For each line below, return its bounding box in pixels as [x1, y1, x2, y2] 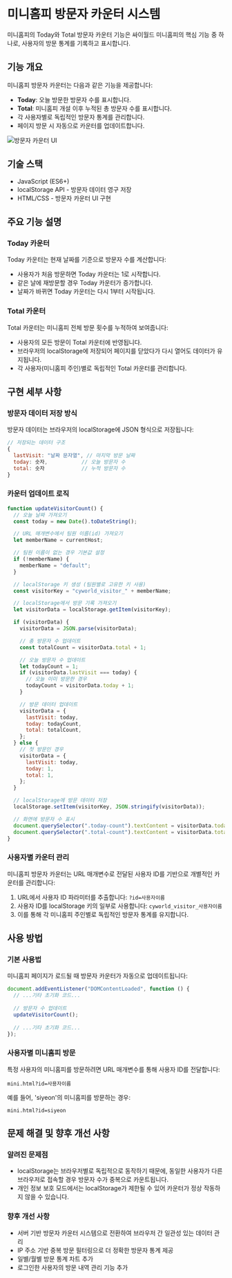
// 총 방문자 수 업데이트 [19, 637, 81, 644]
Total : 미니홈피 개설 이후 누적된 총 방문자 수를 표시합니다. [17, 104, 172, 113]
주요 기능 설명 [7, 215, 62, 228]
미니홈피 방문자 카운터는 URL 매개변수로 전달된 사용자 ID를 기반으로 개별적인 [7, 869, 213, 878]
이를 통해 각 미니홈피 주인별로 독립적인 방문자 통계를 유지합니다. [17, 910, 188, 918]
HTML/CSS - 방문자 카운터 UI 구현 [17, 194, 112, 202]
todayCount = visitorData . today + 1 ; [25, 682, 135, 689]
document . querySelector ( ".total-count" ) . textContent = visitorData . [13, 829, 215, 835]
